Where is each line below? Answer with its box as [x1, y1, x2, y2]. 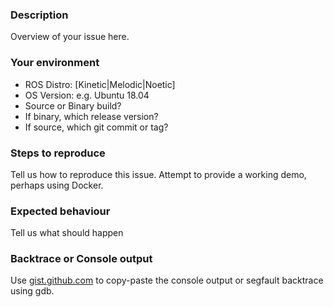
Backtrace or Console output [10, 252, 153, 266]
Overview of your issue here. [10, 31, 130, 43]
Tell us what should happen [10, 227, 124, 239]
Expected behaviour [10, 204, 111, 218]
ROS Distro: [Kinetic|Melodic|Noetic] [24, 78, 176, 90]
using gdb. [10, 285, 55, 297]
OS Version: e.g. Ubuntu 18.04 [24, 89, 150, 101]
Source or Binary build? [24, 99, 122, 112]
